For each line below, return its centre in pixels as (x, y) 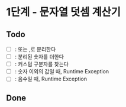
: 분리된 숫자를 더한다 (39, 57)
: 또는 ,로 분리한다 (35, 49)
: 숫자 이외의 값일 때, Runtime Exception (62, 72)
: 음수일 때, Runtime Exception (51, 79)
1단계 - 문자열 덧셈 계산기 (64, 12)
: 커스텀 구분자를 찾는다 (42, 64)
